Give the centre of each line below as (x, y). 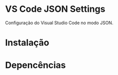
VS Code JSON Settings (55, 9)
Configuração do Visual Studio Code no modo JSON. (59, 23)
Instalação (27, 43)
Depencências (35, 65)
